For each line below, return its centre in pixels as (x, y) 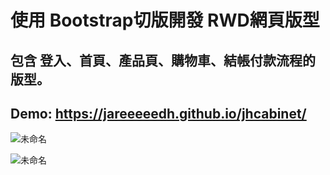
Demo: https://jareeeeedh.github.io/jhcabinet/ (158, 113)
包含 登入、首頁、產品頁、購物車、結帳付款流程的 (163, 60)
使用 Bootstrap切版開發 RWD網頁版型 (165, 20)
